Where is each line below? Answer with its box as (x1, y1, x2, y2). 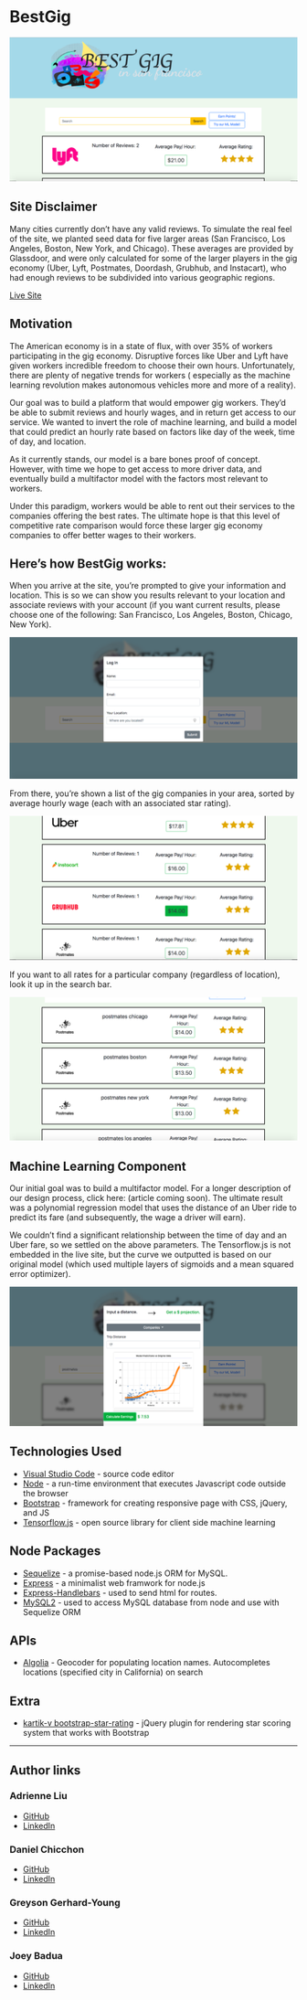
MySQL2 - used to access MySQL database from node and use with (22, 1597, 281, 1608)
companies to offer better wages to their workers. (9, 529, 196, 540)
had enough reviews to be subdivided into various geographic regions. (9, 271, 276, 282)
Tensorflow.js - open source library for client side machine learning (22, 1516, 276, 1527)
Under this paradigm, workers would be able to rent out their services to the (9, 500, 295, 511)
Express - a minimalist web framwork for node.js (22, 1577, 206, 1588)
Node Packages (9, 1543, 101, 1559)
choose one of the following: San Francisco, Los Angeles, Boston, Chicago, (9, 610, 293, 621)
